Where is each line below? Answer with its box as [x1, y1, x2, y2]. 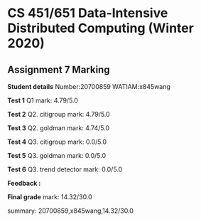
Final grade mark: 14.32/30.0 [7, 193, 92, 201]
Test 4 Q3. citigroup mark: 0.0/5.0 [7, 137, 107, 146]
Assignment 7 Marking [7, 63, 110, 75]
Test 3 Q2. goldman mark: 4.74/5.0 [7, 124, 110, 132]
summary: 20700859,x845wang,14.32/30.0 [7, 206, 134, 215]
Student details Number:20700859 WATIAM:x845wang [7, 83, 170, 90]
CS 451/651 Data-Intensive [7, 5, 168, 21]
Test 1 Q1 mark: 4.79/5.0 [7, 96, 78, 105]
